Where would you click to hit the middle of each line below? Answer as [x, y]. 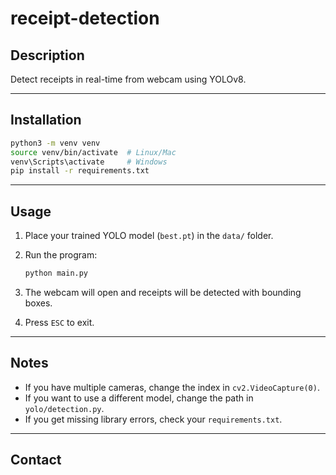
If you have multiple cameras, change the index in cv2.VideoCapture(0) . [172, 387]
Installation [46, 120]
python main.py [56, 273]
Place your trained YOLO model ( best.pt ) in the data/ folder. [149, 236]
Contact [36, 460]
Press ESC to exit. [59, 322]
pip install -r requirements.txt [80, 171]
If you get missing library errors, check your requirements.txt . [153, 419]
